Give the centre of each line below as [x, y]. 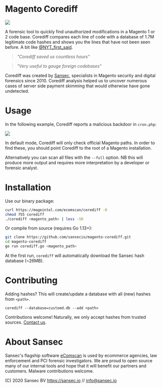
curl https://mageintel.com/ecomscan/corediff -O [56, 210]
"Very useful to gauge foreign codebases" [59, 66]
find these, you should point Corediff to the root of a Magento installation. [78, 148]
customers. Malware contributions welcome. [49, 371]
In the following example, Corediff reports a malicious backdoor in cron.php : [81, 124]
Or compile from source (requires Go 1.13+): [49, 228]
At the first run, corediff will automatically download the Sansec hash [75, 256]
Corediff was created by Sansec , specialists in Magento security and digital [81, 75]
